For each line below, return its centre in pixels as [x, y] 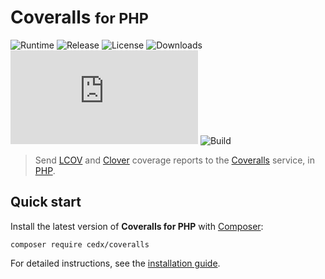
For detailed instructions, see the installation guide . [115, 263]
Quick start [46, 202]
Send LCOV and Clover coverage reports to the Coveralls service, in [174, 160]
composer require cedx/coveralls [80, 244]
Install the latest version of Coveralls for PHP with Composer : [137, 226]
